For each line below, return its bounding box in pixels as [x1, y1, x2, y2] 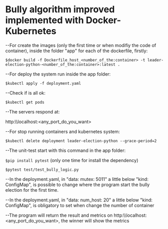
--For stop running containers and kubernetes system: [5, 128, 120, 134]
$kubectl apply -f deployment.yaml [5, 81, 81, 86]
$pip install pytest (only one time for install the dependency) [5, 157, 139, 163]
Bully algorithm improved [5, 4, 115, 15]
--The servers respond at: [5, 108, 60, 114]
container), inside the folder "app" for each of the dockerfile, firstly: [5, 48, 148, 54]
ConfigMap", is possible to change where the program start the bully [5, 181, 150, 188]
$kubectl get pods [5, 100, 45, 105]
